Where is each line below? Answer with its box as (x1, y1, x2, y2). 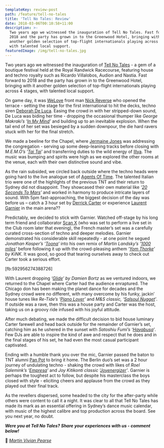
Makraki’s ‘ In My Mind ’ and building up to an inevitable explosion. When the (5, 118, 158, 124)
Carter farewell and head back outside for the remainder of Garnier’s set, (5, 321, 151, 327)
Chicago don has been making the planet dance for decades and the (5, 286, 143, 291)
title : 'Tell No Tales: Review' (5, 16, 71, 21)
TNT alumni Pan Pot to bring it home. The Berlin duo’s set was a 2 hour (5, 357, 147, 363)
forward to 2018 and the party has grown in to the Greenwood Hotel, (5, 77, 143, 83)
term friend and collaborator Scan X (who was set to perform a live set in (5, 219, 152, 226)
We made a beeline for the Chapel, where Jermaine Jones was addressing (5, 138, 155, 144)
